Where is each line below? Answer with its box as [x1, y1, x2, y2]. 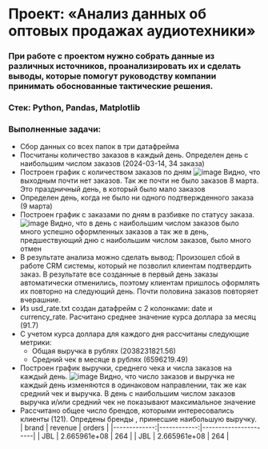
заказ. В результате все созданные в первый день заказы [19, 269, 218, 279]
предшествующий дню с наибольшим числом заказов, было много [19, 236, 252, 245]
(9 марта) [19, 201, 54, 211]
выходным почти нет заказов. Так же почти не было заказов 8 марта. [19, 176, 259, 185]
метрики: [19, 338, 52, 347]
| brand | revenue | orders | [19, 423, 110, 433]
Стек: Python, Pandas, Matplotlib [8, 102, 141, 113]
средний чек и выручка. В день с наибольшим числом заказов [19, 389, 236, 398]
